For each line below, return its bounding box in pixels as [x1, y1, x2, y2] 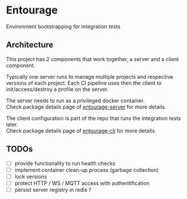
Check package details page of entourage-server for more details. [6, 103, 166, 110]
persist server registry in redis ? [14, 186, 92, 193]
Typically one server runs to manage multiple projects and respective [6, 73, 174, 80]
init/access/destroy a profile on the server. [6, 86, 108, 93]
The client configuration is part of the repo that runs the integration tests [6, 114, 181, 122]
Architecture [6, 40, 54, 50]
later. [6, 121, 19, 128]
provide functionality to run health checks [14, 160, 115, 167]
